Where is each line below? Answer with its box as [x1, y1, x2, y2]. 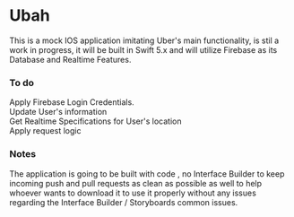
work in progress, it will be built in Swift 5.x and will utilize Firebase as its [9, 44, 278, 55]
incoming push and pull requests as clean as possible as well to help [9, 178, 263, 188]
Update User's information [9, 107, 108, 117]
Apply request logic [9, 126, 82, 136]
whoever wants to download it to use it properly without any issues [9, 187, 257, 198]
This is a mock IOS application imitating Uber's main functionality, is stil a [9, 35, 280, 46]
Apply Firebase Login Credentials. [9, 97, 134, 108]
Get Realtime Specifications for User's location [9, 116, 182, 126]
